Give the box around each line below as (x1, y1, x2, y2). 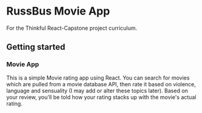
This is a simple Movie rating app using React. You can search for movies (6, 74, 190, 81)
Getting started (6, 42, 66, 52)
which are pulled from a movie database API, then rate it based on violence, (6, 80, 197, 87)
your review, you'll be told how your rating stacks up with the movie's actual (6, 93, 197, 101)
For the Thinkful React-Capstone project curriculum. (6, 24, 138, 32)
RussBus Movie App (6, 4, 111, 18)
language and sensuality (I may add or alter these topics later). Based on (6, 87, 189, 94)
